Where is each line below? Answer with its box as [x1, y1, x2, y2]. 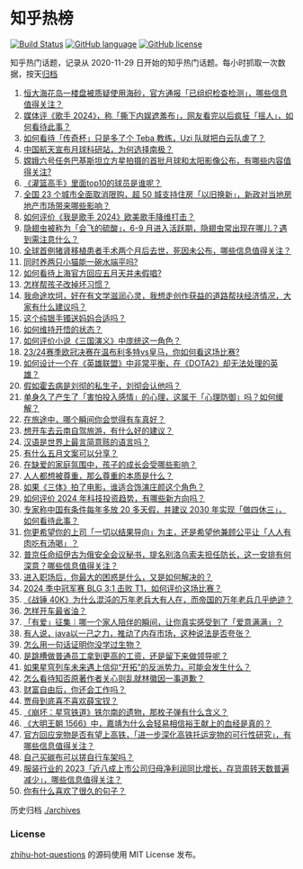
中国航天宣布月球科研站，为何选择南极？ [22, 143, 174, 154]
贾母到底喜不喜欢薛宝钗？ [22, 695, 119, 706]
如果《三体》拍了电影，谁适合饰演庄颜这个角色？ [22, 481, 205, 492]
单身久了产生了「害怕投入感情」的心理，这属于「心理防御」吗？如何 [22, 391, 276, 402]
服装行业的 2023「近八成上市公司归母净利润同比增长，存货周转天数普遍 [22, 763, 290, 774]
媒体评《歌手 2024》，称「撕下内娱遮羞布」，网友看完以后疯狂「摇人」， [22, 110, 286, 121]
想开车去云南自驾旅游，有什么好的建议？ [22, 425, 174, 436]
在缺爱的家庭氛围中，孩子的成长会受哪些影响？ [22, 458, 197, 469]
